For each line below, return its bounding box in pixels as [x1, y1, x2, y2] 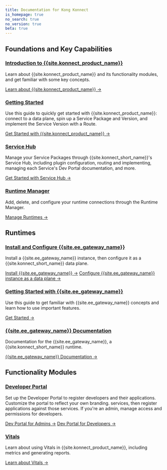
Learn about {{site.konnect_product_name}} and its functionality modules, [5, 71, 158, 77]
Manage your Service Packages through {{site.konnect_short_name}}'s [5, 154, 152, 161]
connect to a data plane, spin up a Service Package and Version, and [5, 116, 148, 122]
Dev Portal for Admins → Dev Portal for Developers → [5, 420, 116, 426]
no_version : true [5, 21, 42, 27]
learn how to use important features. [5, 305, 81, 311]
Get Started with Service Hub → [5, 175, 71, 181]
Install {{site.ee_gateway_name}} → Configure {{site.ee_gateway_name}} [5, 270, 155, 276]
